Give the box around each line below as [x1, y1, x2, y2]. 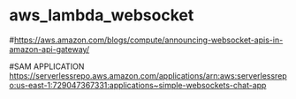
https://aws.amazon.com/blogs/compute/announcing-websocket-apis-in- [13, 34, 284, 45]
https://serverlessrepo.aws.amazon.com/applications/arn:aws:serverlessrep [9, 70, 287, 80]
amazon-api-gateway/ [9, 43, 90, 54]
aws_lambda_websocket [9, 5, 194, 26]
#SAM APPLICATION [9, 61, 85, 72]
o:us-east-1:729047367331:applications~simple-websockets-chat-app [9, 80, 267, 90]
